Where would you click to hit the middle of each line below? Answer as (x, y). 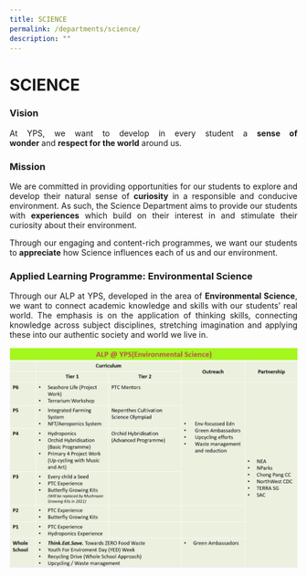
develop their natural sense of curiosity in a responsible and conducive (153, 196)
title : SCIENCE (38, 19)
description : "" (40, 38)
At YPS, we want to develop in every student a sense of (153, 133)
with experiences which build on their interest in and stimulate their (153, 215)
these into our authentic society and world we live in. (109, 335)
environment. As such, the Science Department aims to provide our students (153, 206)
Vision (24, 113)
